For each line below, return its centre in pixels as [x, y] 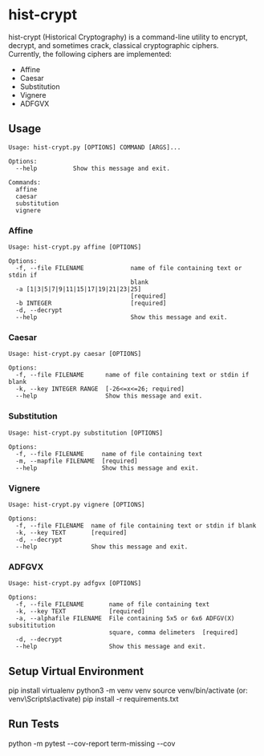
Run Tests [34, 724]
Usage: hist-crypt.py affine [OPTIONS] [75, 247]
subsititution [32, 626]
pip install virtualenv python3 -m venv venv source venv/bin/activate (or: [128, 690]
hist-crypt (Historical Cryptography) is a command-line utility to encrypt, [128, 37]
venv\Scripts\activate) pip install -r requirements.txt [93, 699]
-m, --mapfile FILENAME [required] [77, 461]
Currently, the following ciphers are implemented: [90, 54]
